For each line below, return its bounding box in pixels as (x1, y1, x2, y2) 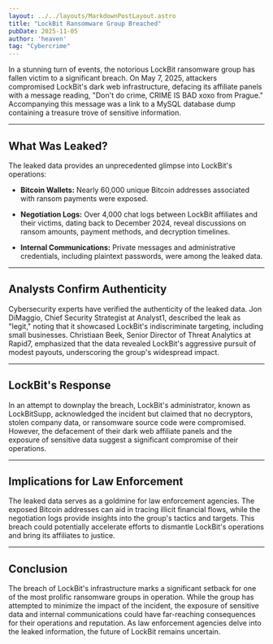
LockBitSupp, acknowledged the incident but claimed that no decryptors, (8, 409, 253, 418)
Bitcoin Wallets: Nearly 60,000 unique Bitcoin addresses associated (19, 185, 250, 195)
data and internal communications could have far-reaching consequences (8, 610, 256, 620)
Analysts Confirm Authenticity (8, 283, 167, 296)
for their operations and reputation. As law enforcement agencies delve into (8, 618, 262, 628)
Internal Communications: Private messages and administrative (19, 242, 236, 252)
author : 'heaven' (8, 34, 67, 43)
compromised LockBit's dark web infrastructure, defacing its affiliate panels (8, 82, 262, 92)
